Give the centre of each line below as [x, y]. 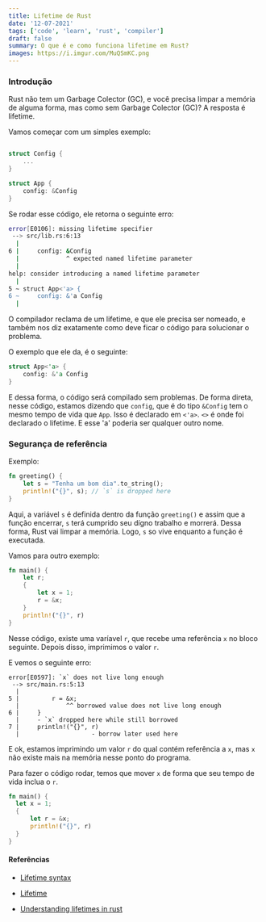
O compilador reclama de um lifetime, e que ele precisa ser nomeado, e [127, 319]
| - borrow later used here [97, 734]
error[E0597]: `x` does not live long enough [86, 677]
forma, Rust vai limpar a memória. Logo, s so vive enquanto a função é [126, 531]
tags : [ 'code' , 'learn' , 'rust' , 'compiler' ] [86, 31]
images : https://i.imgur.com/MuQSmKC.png [79, 53]
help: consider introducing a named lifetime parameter [104, 274]
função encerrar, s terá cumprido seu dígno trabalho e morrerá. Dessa [125, 522]
